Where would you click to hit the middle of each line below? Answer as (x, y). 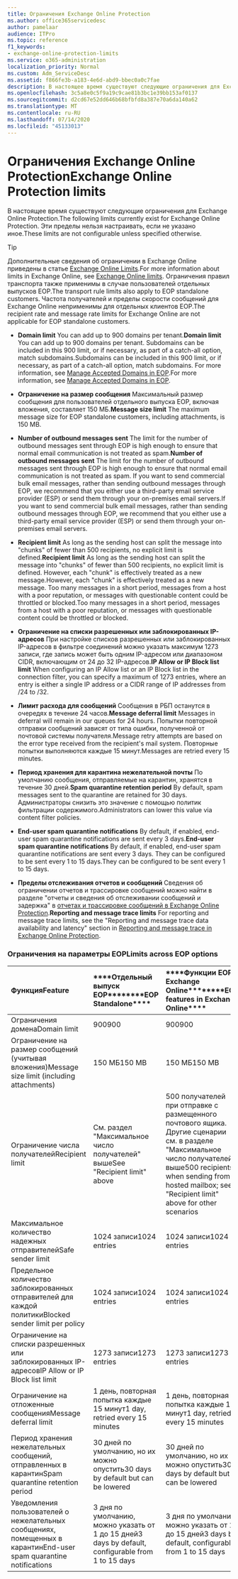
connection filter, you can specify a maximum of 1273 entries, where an (122, 677)
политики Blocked (41, 1314)
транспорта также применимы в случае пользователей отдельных (109, 284)
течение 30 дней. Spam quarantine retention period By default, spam (120, 787)
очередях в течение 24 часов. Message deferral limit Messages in (117, 714)
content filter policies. (49, 818)
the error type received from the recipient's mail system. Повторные (118, 743)
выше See (109, 1163)
